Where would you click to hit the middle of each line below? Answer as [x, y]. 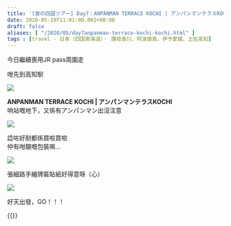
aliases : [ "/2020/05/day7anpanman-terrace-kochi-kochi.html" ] [101, 33]
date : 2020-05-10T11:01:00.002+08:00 [61, 20]
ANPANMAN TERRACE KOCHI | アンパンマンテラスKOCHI [90, 102]
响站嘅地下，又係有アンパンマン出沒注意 [65, 110]
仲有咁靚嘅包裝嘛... [34, 147]
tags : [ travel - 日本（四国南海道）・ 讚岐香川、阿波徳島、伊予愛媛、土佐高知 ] [109, 39]
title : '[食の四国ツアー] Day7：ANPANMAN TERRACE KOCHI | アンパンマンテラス [112, 13]
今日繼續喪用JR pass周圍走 [46, 60]
